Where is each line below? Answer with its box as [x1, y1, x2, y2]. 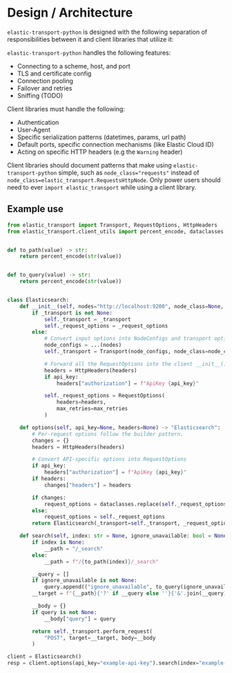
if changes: [32, 494, 67, 501]
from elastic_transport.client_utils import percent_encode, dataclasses [7, 228, 224, 235]
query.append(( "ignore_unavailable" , [43, 584, 153, 591]
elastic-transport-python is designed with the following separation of [7, 28, 208, 36]
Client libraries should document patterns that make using [7, 161, 173, 169]
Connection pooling [17, 76, 74, 84]
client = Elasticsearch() [7, 653, 81, 661]
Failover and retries [17, 84, 72, 92]
